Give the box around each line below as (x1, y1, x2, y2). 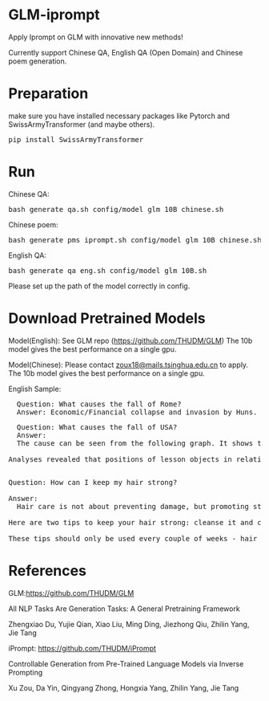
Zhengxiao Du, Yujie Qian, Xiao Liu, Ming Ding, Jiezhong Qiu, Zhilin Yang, (8, 619, 250, 629)
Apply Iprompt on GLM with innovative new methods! (8, 32, 184, 42)
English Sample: (8, 384, 62, 393)
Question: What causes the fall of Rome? (16, 399, 182, 409)
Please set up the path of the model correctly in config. (8, 281, 191, 291)
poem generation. (8, 56, 67, 66)
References (8, 561, 86, 580)
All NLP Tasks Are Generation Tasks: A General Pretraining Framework (8, 604, 240, 613)
